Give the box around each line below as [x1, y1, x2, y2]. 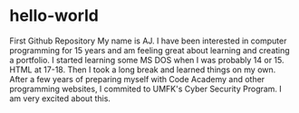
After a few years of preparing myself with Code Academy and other [9, 73, 265, 84]
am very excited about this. [9, 92, 111, 104]
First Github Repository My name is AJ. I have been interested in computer [9, 35, 287, 46]
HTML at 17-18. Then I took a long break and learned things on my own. [9, 64, 276, 75]
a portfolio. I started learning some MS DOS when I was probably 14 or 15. [9, 54, 285, 65]
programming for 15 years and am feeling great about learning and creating [9, 44, 290, 55]
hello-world [9, 5, 100, 26]
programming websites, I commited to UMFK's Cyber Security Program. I [9, 83, 283, 94]
